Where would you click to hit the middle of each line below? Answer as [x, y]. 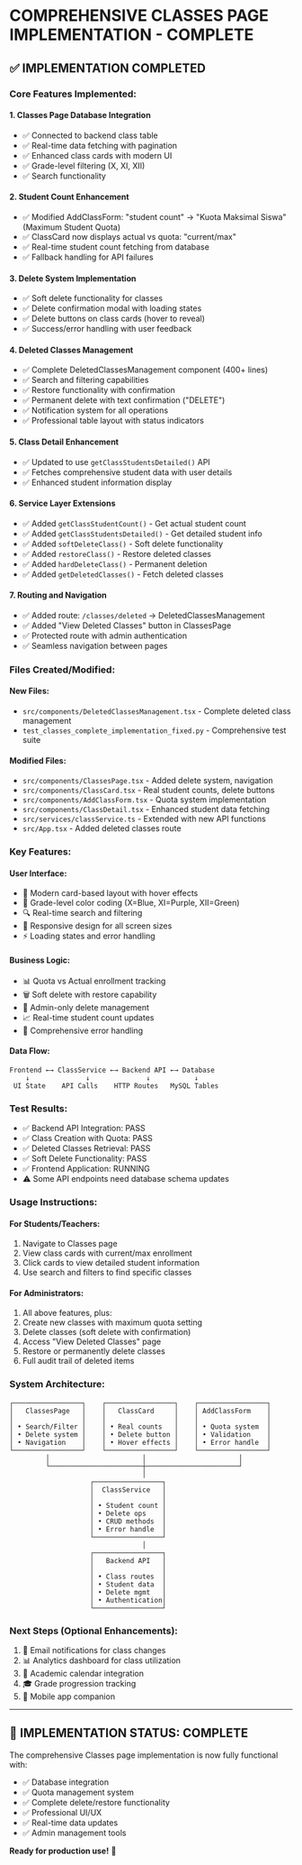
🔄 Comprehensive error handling [83, 1030]
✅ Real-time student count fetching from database [115, 247]
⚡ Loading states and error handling [89, 936]
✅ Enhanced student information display [97, 482]
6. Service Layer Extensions [62, 503]
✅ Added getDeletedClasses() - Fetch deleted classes [123, 574]
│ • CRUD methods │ [128, 1521]
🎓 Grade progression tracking [79, 1683]
